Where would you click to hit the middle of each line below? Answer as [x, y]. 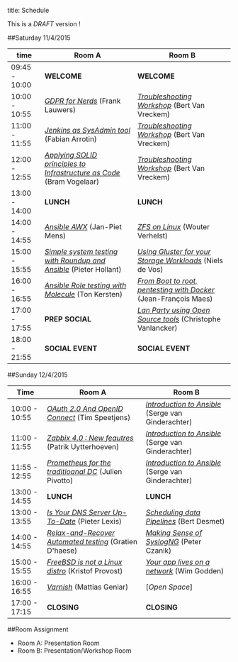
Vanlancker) [157, 328]
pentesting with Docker [176, 290]
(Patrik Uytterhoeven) [83, 447]
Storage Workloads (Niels [180, 260]
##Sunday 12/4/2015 [38, 375]
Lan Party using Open [174, 310]
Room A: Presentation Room [59, 643]
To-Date [62, 521]
